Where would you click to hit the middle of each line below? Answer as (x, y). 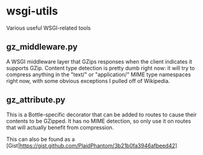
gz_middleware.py (42, 47)
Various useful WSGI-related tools (49, 28)
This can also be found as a (41, 139)
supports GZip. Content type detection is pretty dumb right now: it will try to (101, 68)
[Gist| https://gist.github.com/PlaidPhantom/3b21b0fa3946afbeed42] (92, 145)
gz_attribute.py (36, 100)
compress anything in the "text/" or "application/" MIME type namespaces (99, 74)
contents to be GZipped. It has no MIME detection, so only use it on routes (99, 121)
